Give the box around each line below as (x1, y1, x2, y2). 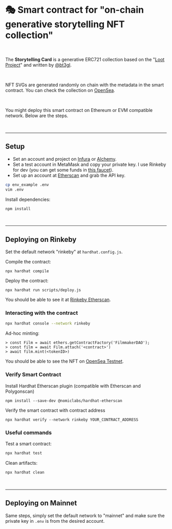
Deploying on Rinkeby (5, 235, 77, 244)
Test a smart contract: (5, 440, 52, 447)
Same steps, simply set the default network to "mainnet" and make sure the (5, 512, 165, 519)
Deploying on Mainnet (5, 499, 77, 507)
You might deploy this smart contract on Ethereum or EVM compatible (5, 107, 153, 113)
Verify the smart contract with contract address (5, 407, 105, 413)
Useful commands (5, 429, 52, 436)
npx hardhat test (5, 450, 42, 456)
